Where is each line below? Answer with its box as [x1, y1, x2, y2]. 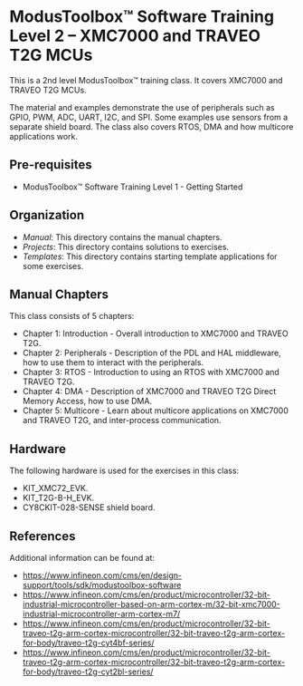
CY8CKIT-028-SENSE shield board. [22, 502, 156, 513]
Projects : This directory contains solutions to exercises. [22, 241, 229, 252]
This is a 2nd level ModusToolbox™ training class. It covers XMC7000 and [9, 74, 283, 85]
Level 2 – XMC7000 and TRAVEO [9, 25, 260, 46]
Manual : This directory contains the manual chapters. [22, 231, 223, 242]
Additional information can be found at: [9, 553, 156, 563]
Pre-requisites [9, 157, 92, 173]
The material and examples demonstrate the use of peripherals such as [9, 101, 275, 112]
